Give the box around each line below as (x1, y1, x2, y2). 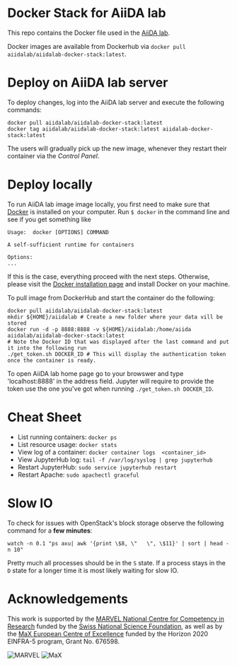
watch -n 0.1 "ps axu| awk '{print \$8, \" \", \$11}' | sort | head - (7, 540, 230, 547)
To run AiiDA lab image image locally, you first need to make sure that (7, 200, 210, 209)
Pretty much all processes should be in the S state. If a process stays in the (7, 558, 226, 567)
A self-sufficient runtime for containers (7, 241, 134, 248)
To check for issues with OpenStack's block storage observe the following (7, 518, 224, 527)
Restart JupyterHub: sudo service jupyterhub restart (17, 462, 177, 471)
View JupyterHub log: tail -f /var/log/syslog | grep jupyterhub (17, 455, 213, 464)
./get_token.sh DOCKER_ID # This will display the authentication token (7, 350, 226, 357)
